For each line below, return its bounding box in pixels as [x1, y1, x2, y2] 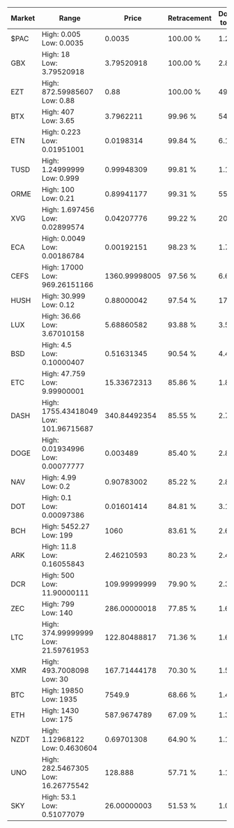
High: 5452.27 [41, 522, 91, 531]
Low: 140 [41, 608, 73, 617]
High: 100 [41, 185, 75, 194]
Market [10, 13, 36, 23]
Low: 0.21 [41, 193, 75, 203]
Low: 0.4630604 [41, 744, 97, 753]
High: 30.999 [41, 291, 86, 301]
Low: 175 [41, 715, 73, 724]
